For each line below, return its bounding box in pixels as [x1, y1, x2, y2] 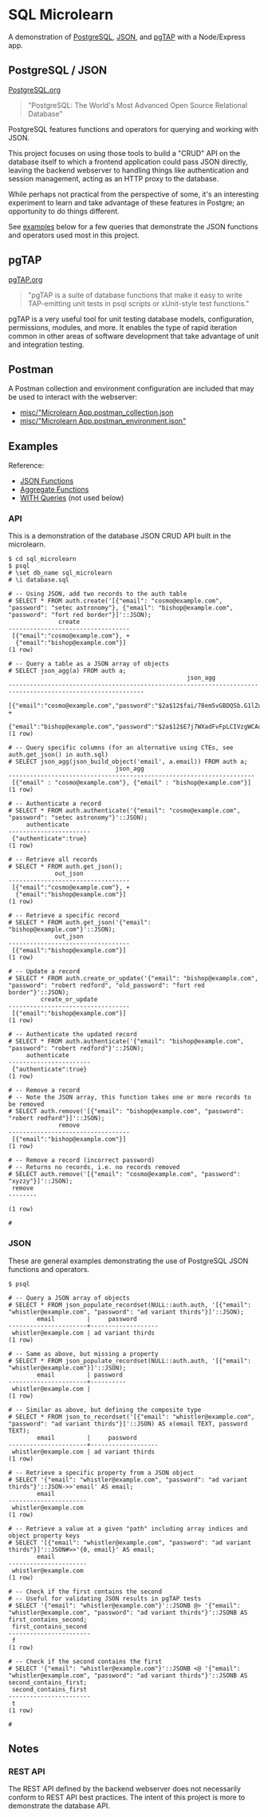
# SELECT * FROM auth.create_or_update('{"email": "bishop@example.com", [8, 975, 259, 983]
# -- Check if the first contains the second [8, 1588, 162, 1596]
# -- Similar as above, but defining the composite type [8, 1405, 202, 1413]
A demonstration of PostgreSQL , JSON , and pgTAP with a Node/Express [8, 32, 246, 42]
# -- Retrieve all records [8, 856, 98, 864]
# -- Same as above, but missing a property [8, 1350, 159, 1358]
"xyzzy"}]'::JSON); [8, 1177, 73, 1186]
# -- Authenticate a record [8, 800, 102, 808]
